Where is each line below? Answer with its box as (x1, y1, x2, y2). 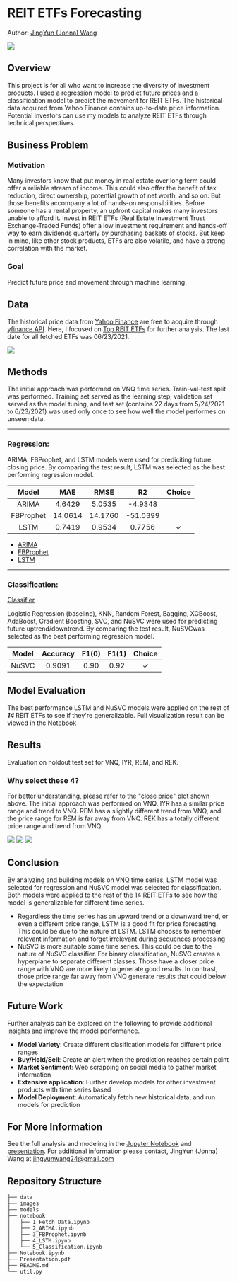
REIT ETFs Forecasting (7, 5, 142, 21)
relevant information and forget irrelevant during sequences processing (17, 934, 226, 943)
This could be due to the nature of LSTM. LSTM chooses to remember (17, 927, 221, 935)
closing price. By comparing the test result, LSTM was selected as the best (7, 462, 226, 471)
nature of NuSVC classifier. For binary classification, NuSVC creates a (17, 949, 221, 958)
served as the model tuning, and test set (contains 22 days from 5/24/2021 (7, 400, 225, 408)
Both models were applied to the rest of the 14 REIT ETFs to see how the (7, 891, 217, 899)
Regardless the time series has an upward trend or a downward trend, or (17, 912, 229, 920)
